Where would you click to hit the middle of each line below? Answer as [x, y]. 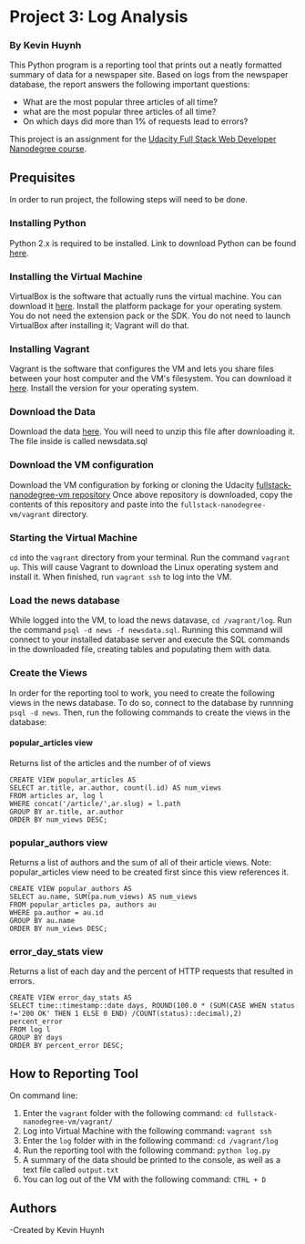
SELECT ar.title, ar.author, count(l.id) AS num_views [116, 788]
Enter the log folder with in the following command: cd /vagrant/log [151, 1141]
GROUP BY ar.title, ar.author [67, 812]
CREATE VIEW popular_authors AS [71, 889]
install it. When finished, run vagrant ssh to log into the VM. [121, 577]
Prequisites [42, 177]
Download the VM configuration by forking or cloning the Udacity [132, 484]
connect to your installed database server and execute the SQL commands [150, 639]
